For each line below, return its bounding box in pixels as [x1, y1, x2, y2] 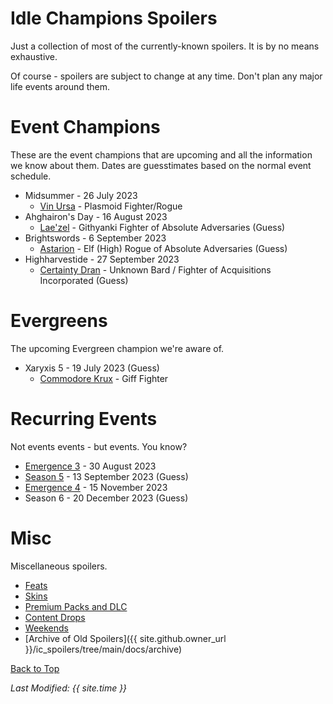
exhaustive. [10, 50, 58, 62]
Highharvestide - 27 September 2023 [24, 253, 180, 265]
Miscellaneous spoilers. [10, 560, 108, 572]
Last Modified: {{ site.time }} [10, 682, 128, 694]
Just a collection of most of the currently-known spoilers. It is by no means [10, 40, 320, 52]
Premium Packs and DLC [24, 600, 128, 612]
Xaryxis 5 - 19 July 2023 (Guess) [24, 362, 160, 374]
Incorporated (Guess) [39, 274, 129, 286]
